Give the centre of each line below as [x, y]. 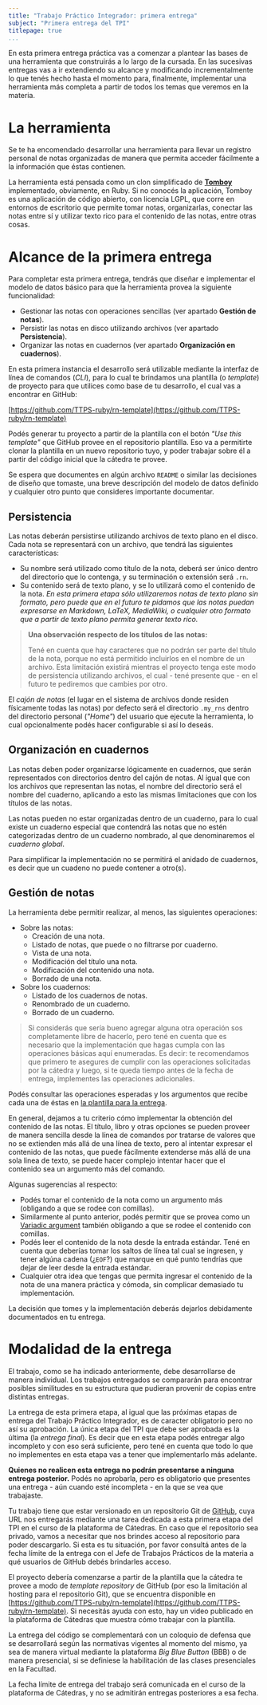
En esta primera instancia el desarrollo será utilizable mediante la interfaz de [133, 369]
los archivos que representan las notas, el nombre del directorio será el [125, 786]
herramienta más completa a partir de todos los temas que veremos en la [128, 87]
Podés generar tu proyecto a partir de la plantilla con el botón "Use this [125, 434]
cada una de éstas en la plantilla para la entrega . [88, 1102]
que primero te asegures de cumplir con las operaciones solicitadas [139, 1061]
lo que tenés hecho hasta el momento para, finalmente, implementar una [128, 79]
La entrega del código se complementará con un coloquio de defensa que [130, 1635]
